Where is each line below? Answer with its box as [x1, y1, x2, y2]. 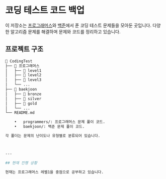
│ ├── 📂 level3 [5, 77, 42, 82]
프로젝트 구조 [5, 45, 44, 54]
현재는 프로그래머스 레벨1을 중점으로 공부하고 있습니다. [5, 169, 104, 174]
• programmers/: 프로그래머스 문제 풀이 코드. [14, 119, 106, 124]
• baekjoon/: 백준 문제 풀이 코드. [14, 124, 85, 129]
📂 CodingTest [5, 59, 33, 64]
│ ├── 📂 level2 [5, 73, 42, 78]
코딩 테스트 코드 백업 [5, 5, 85, 16]
